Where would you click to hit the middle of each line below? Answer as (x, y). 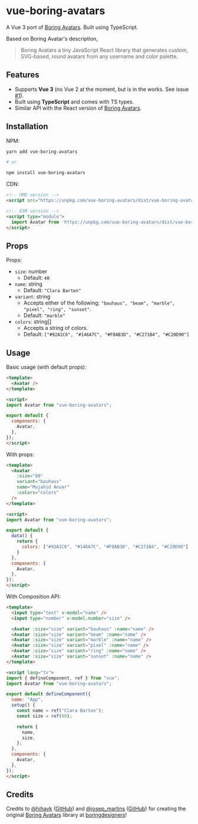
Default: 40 (37, 278)
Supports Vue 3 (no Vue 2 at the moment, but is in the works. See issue (102, 89)
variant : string (32, 297)
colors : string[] (33, 322)
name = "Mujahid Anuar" (43, 487)
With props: (20, 454)
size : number (31, 272)
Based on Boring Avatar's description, (52, 38)
